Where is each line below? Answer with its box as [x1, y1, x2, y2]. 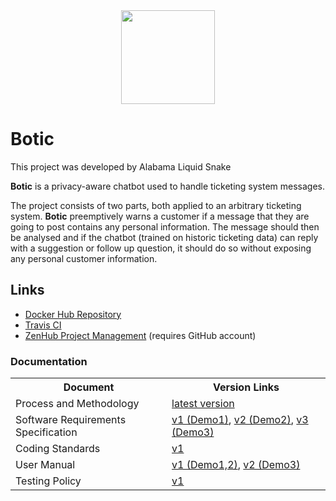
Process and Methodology [15, 397, 140, 411]
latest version [171, 397, 235, 411]
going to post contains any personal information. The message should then [10, 220, 320, 233]
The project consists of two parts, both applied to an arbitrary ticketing [10, 199, 302, 211]
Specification [15, 425, 78, 439]
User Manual [15, 458, 76, 472]
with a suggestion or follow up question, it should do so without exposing [10, 242, 312, 254]
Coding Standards [15, 442, 101, 456]
